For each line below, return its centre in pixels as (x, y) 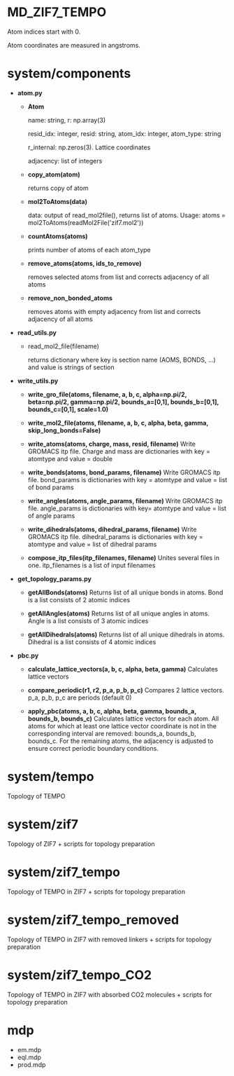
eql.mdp (29, 1057)
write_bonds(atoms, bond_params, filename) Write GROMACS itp (124, 472)
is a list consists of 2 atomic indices (79, 599)
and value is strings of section (71, 367)
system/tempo (51, 777)
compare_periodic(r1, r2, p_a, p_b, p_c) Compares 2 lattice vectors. (126, 690)
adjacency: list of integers (65, 161)
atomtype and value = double (70, 458)
